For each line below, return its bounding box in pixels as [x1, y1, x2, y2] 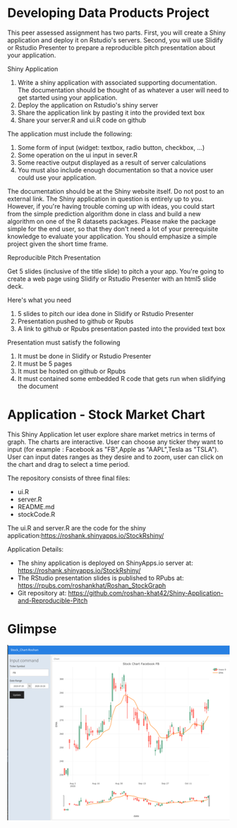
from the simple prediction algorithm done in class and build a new [7, 209, 201, 218]
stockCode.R [17, 510, 56, 518]
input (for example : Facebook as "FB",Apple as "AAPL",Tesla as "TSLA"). [7, 445, 219, 453]
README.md [17, 502, 55, 511]
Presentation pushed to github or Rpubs [17, 317, 134, 325]
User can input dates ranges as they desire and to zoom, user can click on [7, 453, 224, 461]
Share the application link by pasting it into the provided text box [17, 108, 205, 117]
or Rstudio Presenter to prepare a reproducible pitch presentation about [7, 43, 216, 52]
